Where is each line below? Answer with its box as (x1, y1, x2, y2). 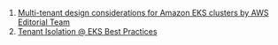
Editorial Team (17, 17, 71, 27)
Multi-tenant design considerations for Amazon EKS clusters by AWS (17, 8, 269, 18)
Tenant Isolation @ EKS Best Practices (17, 26, 158, 36)
